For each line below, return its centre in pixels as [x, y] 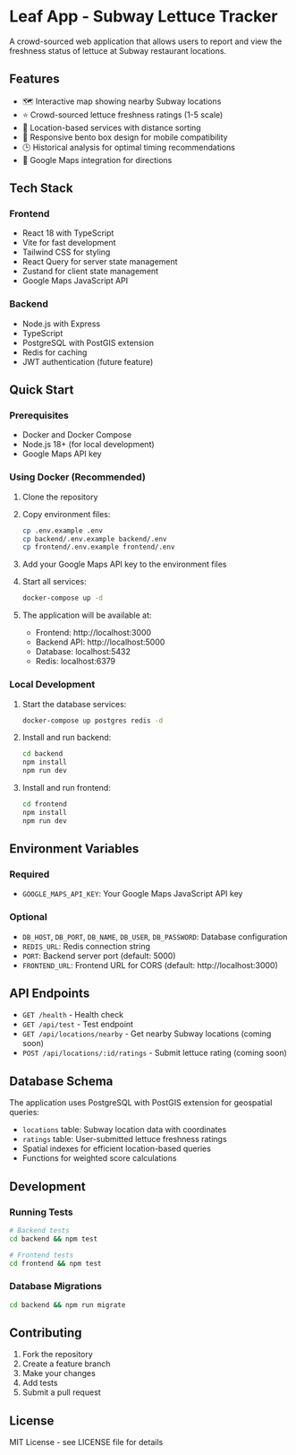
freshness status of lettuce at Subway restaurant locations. [118, 50]
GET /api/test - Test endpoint [78, 1025]
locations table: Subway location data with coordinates [124, 1130]
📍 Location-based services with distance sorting [111, 127]
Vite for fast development [69, 243]
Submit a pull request [61, 1392]
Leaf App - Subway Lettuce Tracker [144, 17]
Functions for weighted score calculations [99, 1158]
